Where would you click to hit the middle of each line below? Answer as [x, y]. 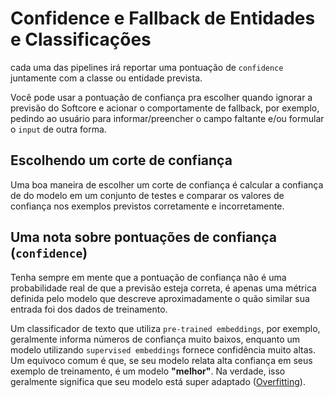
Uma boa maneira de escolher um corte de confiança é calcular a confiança [167, 184]
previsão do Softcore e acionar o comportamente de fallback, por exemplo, [165, 108]
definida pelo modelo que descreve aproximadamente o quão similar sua [160, 298]
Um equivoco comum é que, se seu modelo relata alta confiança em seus [161, 360]
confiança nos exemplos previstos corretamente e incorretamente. [147, 206]
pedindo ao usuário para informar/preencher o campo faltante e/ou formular [167, 118]
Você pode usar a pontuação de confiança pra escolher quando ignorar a [161, 97]
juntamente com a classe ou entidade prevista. [106, 78]
